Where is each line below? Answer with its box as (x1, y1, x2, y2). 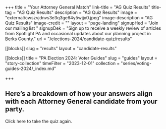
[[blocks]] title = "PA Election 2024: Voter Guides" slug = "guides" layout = (5, 55, 158, 61)
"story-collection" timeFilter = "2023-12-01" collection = (5, 61, 120, 66)
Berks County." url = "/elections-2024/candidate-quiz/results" (5, 36, 132, 42)
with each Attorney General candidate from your (5, 97, 158, 106)
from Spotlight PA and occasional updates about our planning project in (5, 31, 151, 36)
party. (5, 105, 25, 114)
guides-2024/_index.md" (5, 65, 56, 71)
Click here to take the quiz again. (5, 118, 72, 124)
